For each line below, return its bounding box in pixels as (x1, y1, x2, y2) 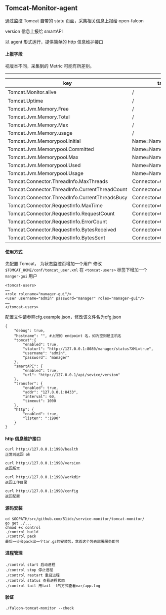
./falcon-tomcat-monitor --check (5, 606, 74, 611)
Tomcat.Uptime (7, 98, 43, 105)
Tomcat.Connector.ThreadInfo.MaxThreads (7, 178, 108, 185)
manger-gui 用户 (5, 273, 38, 279)
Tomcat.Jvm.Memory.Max (7, 121, 69, 128)
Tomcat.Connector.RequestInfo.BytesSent (7, 234, 105, 241)
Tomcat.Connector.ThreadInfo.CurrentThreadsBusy (7, 194, 127, 201)
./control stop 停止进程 (5, 567, 53, 572)
